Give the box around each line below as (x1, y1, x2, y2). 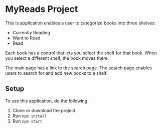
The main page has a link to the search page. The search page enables (5, 65, 152, 71)
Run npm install (12, 113, 47, 119)
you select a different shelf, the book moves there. (5, 55, 109, 61)
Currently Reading (12, 29, 50, 35)
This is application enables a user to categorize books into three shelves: (5, 20, 156, 26)
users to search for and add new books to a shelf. (5, 70, 108, 76)
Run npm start (12, 118, 43, 124)
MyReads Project (5, 3, 78, 15)
